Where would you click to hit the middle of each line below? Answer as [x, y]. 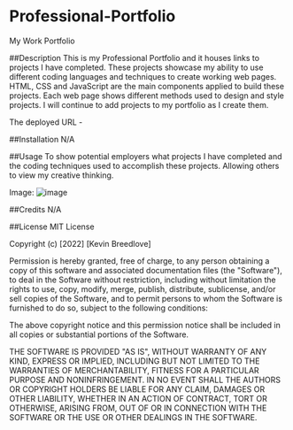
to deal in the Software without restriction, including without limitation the [143, 280]
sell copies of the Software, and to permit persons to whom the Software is [146, 298]
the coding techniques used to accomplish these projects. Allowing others [144, 165]
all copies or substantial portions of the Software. [99, 334]
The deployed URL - [46, 122]
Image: [22, 192]
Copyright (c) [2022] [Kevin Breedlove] [81, 243]
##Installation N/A [42, 139]
